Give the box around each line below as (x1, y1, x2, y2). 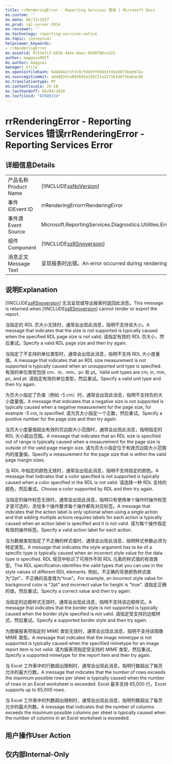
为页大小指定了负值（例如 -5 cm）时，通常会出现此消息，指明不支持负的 (5, 392, 158, 398)
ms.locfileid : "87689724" (5, 93, 60, 98)
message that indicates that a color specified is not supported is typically (5, 473, 160, 479)
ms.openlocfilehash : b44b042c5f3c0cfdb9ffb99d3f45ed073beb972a (5, 70, 143, 75)
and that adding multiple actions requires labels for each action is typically (5, 514, 162, 520)
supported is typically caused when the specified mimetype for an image (5, 640, 160, 647)
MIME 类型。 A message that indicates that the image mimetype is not (5, 634, 152, 641)
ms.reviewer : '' (5, 27, 40, 32)
